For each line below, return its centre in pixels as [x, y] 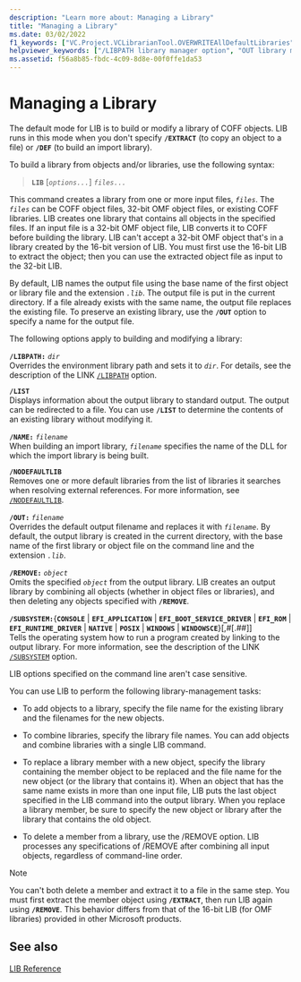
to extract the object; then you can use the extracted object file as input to [146, 256]
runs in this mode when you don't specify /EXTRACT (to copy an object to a [146, 137]
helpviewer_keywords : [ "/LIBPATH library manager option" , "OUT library [148, 51]
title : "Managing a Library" [64, 26]
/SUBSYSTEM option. [43, 656]
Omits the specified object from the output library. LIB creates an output [142, 582]
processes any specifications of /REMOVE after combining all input [146, 846]
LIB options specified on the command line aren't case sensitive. [129, 673]
